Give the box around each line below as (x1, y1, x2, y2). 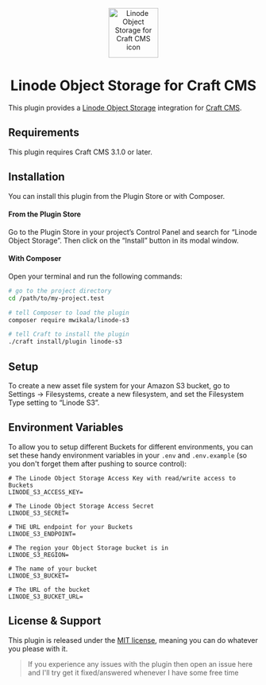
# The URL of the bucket (8, 586, 91, 594)
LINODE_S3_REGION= (8, 551, 69, 559)
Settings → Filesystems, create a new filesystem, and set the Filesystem (8, 390, 245, 399)
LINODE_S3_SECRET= (8, 509, 69, 517)
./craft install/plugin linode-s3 (8, 338, 123, 346)
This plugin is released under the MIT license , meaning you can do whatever (8, 635, 258, 644)
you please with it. (8, 644, 68, 653)
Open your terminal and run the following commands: (8, 271, 183, 281)
